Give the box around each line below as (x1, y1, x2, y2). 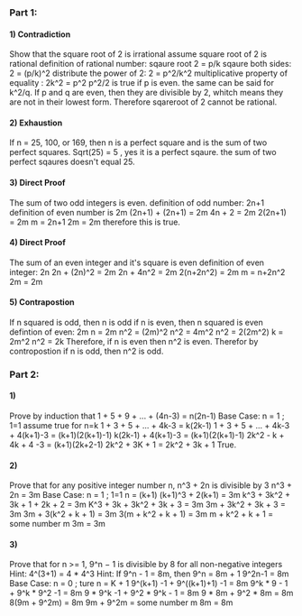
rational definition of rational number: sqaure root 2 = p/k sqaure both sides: (9, 59, 292, 69)
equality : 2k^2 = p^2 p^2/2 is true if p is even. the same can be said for (9, 78, 275, 88)
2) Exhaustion (9, 117, 63, 128)
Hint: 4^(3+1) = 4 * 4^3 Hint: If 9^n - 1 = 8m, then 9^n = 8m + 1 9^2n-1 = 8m (9, 568, 289, 579)
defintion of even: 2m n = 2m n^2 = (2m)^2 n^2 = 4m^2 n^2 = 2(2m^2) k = (9, 326, 284, 337)
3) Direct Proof (9, 177, 66, 188)
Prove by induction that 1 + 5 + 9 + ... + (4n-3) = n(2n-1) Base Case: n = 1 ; (9, 410, 285, 421)
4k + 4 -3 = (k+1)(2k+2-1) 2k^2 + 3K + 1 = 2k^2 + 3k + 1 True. (9, 439, 237, 450)
